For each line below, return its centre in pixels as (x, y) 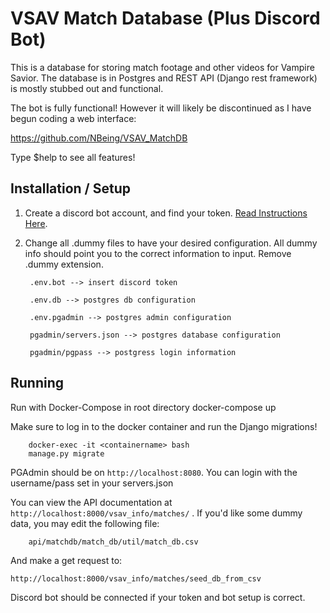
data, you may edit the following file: (85, 523)
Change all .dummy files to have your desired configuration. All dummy (171, 243)
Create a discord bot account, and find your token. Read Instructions (166, 213)
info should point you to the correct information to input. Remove (158, 253)
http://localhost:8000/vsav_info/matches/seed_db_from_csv (136, 578)
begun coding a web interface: (73, 118)
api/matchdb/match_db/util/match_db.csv (113, 542)
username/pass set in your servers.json (92, 483)
